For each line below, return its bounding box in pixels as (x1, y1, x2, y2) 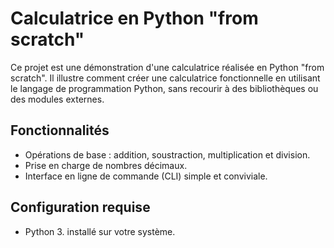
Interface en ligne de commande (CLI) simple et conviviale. (24, 170, 268, 182)
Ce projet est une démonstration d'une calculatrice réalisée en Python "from (10, 61, 325, 73)
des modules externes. (10, 93, 105, 105)
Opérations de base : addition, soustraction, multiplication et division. (24, 148, 311, 161)
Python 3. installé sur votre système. (24, 225, 176, 237)
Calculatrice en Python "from (10, 7, 259, 30)
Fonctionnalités (10, 122, 110, 139)
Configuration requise (10, 199, 151, 216)
